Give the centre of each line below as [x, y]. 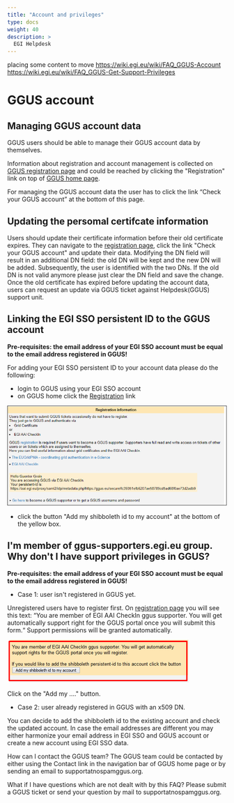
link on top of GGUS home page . [54, 178]
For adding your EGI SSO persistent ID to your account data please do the [113, 367]
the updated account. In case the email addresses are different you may [110, 728]
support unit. [25, 297]
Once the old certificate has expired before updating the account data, [109, 282]
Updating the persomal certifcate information [108, 221]
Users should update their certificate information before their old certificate [115, 237]
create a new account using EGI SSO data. [68, 742]
